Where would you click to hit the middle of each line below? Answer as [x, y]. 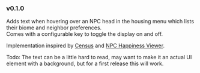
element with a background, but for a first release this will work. [85, 63]
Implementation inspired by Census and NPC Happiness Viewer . [86, 45]
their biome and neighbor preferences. [54, 28]
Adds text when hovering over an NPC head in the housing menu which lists [100, 22]
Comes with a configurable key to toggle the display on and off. [85, 34]
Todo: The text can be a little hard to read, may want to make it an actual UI [99, 57]
